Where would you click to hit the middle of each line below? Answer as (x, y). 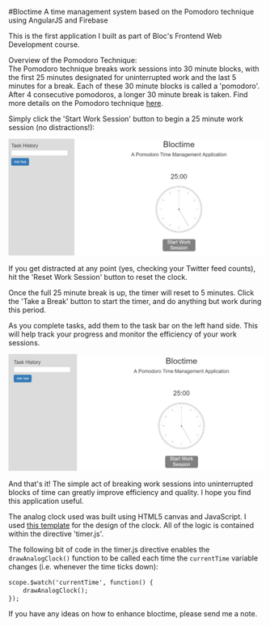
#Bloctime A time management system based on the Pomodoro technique (131, 12)
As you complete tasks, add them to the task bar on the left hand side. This (133, 325)
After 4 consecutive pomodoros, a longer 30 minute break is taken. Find (128, 95)
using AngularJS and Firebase (58, 20)
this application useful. (46, 501)
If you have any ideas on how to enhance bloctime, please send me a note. (133, 613)
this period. (27, 310)
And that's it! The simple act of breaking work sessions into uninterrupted (131, 484)
